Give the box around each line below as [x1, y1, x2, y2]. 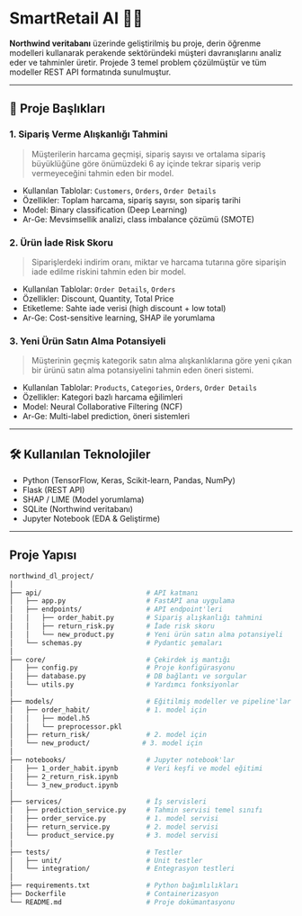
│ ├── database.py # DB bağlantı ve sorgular [9, 672, 247, 681]
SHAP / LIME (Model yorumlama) [22, 494, 145, 505]
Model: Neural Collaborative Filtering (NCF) [22, 401, 183, 412]
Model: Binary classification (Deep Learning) [22, 204, 188, 215]
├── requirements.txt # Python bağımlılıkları [9, 881, 240, 890]
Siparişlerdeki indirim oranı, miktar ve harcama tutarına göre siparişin [31, 256, 287, 267]
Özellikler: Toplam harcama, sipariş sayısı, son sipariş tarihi [22, 194, 241, 205]
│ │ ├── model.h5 [9, 714, 91, 723]
